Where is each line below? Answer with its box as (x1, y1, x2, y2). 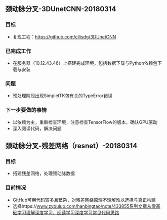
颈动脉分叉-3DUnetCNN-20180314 (5, 5, 116, 14)
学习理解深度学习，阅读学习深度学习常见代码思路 (17, 209, 119, 215)
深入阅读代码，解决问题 (12, 125, 62, 131)
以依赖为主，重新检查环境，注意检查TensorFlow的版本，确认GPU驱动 (12, 119, 158, 125)
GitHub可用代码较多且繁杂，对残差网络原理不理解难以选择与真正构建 (12, 197, 156, 203)
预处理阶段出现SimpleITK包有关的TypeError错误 (12, 93, 113, 99)
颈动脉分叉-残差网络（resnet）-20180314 (5, 141, 138, 150)
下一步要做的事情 (5, 107, 47, 114)
